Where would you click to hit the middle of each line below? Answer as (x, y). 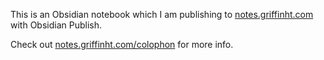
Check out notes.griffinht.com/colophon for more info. (122, 44)
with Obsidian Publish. (56, 25)
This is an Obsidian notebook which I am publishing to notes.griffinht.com (162, 14)
